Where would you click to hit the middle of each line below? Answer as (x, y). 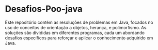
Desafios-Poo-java (44, 9)
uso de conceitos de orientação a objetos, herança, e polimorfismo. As (76, 27)
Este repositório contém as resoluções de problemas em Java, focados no (79, 22)
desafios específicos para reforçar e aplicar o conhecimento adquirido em (79, 38)
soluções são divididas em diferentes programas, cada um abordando (75, 33)
